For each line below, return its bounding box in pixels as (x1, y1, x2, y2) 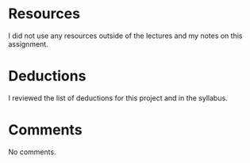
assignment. (8, 39, 49, 48)
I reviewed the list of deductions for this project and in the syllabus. (8, 93, 228, 103)
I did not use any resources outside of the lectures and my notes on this (8, 31, 243, 40)
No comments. (8, 147, 57, 157)
